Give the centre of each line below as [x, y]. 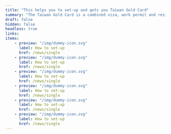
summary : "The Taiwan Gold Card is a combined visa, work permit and [81, 15]
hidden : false [20, 24]
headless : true [21, 29]
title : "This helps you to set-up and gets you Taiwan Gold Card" [77, 10]
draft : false [19, 19]
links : [12, 34]
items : [12, 39]
